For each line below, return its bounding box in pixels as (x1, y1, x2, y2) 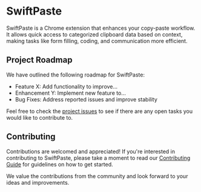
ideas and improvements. (6, 179, 70, 186)
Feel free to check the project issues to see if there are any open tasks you (6, 108, 193, 115)
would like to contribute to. (6, 114, 73, 121)
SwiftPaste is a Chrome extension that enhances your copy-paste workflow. (6, 24, 196, 32)
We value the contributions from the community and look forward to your (6, 172, 188, 180)
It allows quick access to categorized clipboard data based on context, (6, 30, 183, 38)
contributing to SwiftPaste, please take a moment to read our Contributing (6, 154, 191, 162)
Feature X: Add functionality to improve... (15, 83, 118, 90)
